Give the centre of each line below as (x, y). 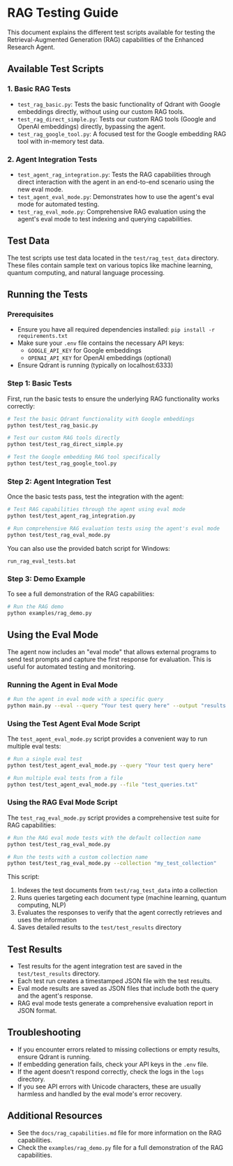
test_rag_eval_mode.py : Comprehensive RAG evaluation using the (112, 212)
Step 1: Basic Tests (39, 383)
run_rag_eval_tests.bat (42, 561)
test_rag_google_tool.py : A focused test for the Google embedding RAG (122, 133)
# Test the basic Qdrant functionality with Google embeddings (101, 419)
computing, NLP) (42, 905)
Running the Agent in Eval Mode (63, 684)
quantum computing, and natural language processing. (86, 272)
